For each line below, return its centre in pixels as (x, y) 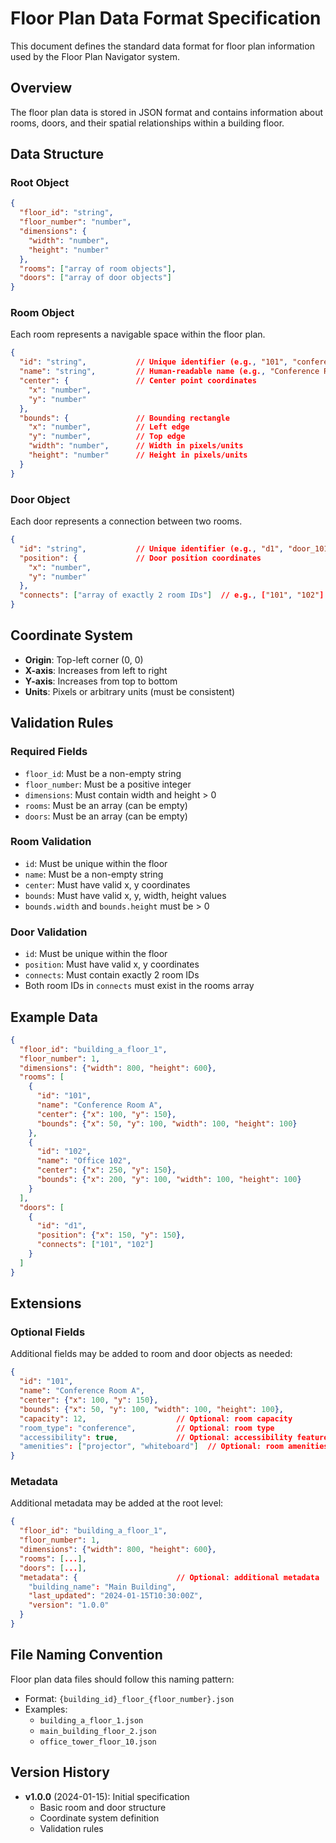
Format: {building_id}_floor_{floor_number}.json (129, 1698)
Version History (60, 1772)
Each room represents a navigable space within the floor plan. (138, 334)
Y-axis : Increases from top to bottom (101, 681)
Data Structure (57, 154)
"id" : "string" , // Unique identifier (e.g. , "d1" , (151, 548)
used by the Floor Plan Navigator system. (95, 56)
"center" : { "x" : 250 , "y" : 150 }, (106, 1170)
